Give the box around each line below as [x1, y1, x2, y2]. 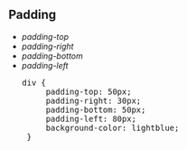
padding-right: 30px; [45, 95, 142, 106]
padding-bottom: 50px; [45, 104, 146, 115]
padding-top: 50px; [45, 86, 132, 97]
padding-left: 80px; [45, 113, 137, 124]
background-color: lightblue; [45, 122, 180, 133]
